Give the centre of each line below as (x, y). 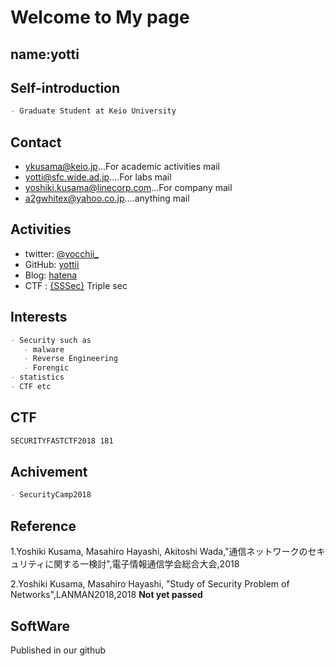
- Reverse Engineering (70, 359)
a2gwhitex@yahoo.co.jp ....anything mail (107, 198)
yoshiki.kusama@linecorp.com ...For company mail (128, 188)
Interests (39, 317)
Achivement (49, 472)
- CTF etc (31, 387)
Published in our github (58, 650)
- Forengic (46, 368)
